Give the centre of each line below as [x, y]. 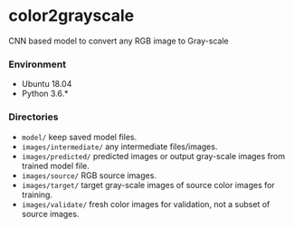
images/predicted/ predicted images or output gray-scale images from [153, 156]
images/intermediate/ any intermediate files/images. [119, 147]
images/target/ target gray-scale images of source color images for [148, 185]
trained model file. [55, 166]
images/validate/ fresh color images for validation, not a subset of [146, 204]
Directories [33, 117]
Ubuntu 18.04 [47, 84]
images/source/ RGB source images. [89, 175]
